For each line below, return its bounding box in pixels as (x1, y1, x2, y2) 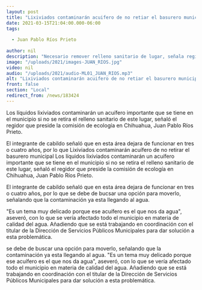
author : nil (6, 48, 36, 54)
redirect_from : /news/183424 (6, 92, 79, 98)
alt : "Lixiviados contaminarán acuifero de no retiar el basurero (6, 76, 176, 82)
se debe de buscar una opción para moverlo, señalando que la (6, 244, 161, 252)
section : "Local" (6, 87, 50, 93)
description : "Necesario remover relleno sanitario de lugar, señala (6, 53, 185, 59)
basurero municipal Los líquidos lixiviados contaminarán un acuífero (6, 153, 175, 160)
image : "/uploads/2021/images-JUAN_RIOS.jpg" (6, 59, 122, 65)
